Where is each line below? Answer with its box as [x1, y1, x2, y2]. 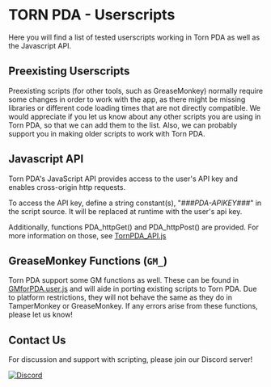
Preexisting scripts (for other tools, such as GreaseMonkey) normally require [8, 86, 264, 95]
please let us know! [8, 309, 73, 320]
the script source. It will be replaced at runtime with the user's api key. [8, 206, 243, 216]
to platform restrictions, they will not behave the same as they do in [8, 292, 233, 302]
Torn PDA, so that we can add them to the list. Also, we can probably [8, 120, 238, 130]
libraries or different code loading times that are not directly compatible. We [8, 103, 261, 112]
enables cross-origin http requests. [8, 182, 126, 191]
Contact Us [8, 333, 66, 347]
